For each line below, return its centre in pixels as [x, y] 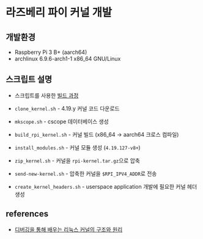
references [27, 214]
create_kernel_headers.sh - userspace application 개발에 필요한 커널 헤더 [106, 186]
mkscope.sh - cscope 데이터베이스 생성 [62, 121]
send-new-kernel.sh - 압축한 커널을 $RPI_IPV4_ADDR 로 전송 [86, 173]
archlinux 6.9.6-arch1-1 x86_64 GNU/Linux [68, 59]
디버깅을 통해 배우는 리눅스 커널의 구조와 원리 [68, 229]
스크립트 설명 [29, 79]
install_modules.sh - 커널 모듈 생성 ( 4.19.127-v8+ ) [78, 147]
